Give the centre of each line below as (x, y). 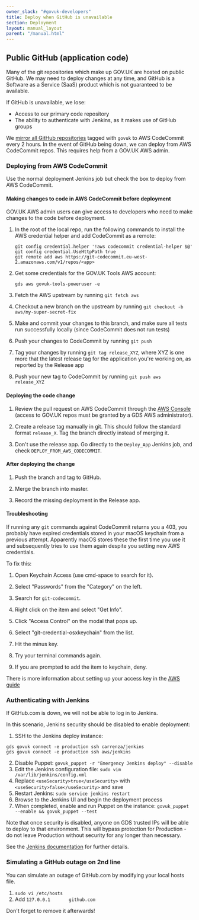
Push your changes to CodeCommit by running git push (83, 341)
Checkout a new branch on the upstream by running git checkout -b (99, 306)
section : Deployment (32, 23)
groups (23, 126)
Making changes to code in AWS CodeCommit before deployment (89, 199)
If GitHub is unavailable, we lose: (46, 102)
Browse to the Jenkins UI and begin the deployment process (89, 800)
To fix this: (19, 564)
